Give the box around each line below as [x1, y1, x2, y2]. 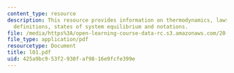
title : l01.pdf [7, 49, 52, 56]
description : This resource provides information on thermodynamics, [7, 17, 214, 24]
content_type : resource [7, 10, 77, 17]
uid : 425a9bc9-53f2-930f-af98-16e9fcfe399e [7, 56, 136, 63]
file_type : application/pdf [7, 36, 89, 43]
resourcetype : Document [7, 42, 77, 49]
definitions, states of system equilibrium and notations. [13, 23, 189, 30]
